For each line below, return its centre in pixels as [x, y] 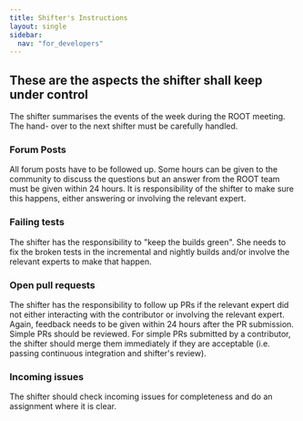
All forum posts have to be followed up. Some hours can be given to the [144, 169]
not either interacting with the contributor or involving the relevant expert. [147, 314]
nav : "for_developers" [61, 43]
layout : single [38, 26]
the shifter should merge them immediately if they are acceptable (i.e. [140, 344]
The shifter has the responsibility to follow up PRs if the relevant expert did [149, 304]
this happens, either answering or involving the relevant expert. [128, 199]
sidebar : [26, 35]
